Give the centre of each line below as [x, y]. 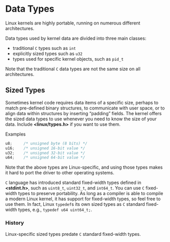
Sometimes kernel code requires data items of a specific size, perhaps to [82, 102]
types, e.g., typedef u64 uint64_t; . [55, 210]
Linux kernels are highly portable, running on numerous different [73, 23]
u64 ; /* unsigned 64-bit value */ [45, 158]
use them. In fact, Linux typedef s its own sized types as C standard [75, 204]
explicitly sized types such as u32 [48, 53]
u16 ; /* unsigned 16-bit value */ [45, 148]
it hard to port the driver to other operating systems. [60, 173]
